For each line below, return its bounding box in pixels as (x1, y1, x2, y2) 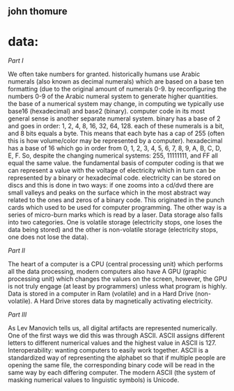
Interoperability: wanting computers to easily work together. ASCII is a (8, 346, 209, 355)
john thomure (8, 6, 68, 17)
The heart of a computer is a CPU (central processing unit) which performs (8, 260, 224, 268)
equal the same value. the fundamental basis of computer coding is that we (8, 159, 224, 167)
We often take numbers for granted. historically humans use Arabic (8, 70, 201, 79)
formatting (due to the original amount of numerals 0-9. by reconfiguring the (8, 85, 227, 93)
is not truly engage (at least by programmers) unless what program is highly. (8, 282, 227, 291)
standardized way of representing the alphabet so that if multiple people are (8, 353, 226, 362)
